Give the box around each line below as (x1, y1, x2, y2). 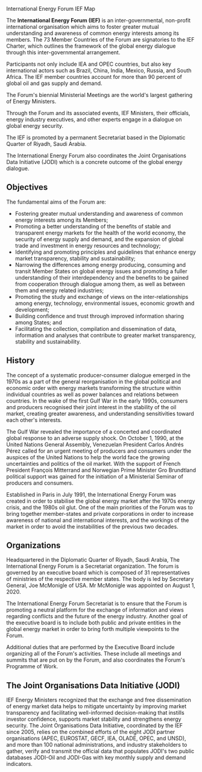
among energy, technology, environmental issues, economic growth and (14, 300, 195, 307)
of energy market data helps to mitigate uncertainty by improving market (6, 703, 187, 710)
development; (14, 306, 49, 313)
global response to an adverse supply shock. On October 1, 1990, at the (6, 434, 184, 442)
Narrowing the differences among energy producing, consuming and (14, 261, 186, 268)
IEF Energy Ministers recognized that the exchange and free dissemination (6, 696, 191, 704)
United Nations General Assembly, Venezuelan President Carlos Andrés (6, 441, 184, 448)
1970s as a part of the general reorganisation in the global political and (6, 378, 181, 385)
